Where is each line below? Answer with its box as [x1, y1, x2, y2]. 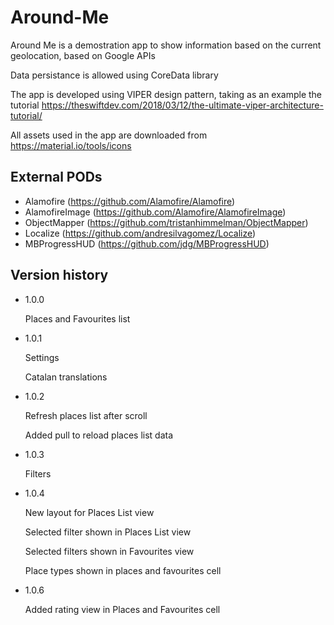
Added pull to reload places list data [24, 429, 174, 441]
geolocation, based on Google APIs [10, 49, 156, 61]
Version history [10, 267, 109, 284]
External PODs [10, 169, 103, 186]
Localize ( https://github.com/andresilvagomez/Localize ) [24, 227, 257, 239]
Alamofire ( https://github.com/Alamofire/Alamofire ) [24, 195, 236, 207]
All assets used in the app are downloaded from [10, 129, 208, 141]
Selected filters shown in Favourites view [24, 545, 195, 557]
